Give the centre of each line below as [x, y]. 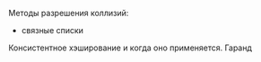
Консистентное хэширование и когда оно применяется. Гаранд [130, 48]
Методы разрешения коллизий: [69, 13]
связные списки [52, 30]
